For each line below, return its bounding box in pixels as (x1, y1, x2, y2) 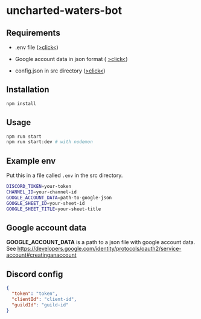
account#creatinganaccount (6, 251, 77, 259)
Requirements (6, 28, 60, 38)
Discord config (6, 269, 63, 279)
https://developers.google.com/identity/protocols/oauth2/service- (17, 245, 182, 253)
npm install (6, 100, 36, 106)
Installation (6, 85, 49, 95)
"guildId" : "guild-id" (11, 301, 69, 308)
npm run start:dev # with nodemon (6, 139, 94, 145)
